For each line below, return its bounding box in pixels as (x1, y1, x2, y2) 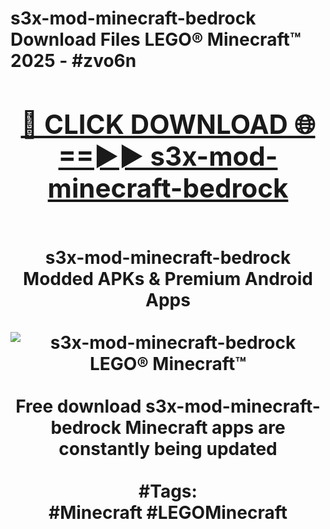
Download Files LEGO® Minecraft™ (10, 28, 302, 51)
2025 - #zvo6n (10, 50, 137, 72)
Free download (15, 395, 142, 417)
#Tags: (138, 480, 198, 502)
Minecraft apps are (124, 416, 286, 439)
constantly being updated (58, 437, 278, 460)
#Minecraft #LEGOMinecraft (48, 501, 288, 524)
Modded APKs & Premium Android (23, 267, 313, 290)
